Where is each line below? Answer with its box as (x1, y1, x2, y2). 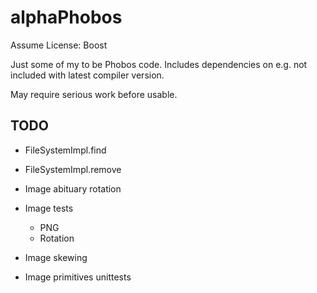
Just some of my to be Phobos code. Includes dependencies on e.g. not (10, 58, 308, 70)
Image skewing (24, 251, 88, 263)
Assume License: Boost (10, 39, 108, 51)
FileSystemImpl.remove (24, 163, 122, 175)
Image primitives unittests (24, 271, 132, 283)
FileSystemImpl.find (24, 144, 107, 156)
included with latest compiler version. (10, 69, 165, 81)
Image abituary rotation (24, 182, 122, 195)
